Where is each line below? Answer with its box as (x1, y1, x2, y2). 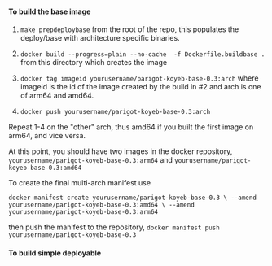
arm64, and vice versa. (8, 131, 86, 141)
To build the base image (8, 7, 91, 16)
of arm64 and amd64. (20, 90, 94, 101)
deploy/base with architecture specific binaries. (20, 33, 181, 43)
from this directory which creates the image (20, 58, 168, 68)
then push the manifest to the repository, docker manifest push (8, 222, 220, 232)
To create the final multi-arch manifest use (8, 178, 151, 188)
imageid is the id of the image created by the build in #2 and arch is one (20, 82, 261, 92)
